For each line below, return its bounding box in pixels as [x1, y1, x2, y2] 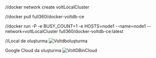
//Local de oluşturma [5, 38, 48, 44]
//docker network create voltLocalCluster [5, 4, 89, 10]
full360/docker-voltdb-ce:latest [59, 29, 124, 34]
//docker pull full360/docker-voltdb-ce [5, 14, 84, 19]
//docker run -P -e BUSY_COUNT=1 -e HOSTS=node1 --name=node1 [5, 23, 146, 29]
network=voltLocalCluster [5, 29, 58, 34]
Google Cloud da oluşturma [5, 48, 62, 53]
